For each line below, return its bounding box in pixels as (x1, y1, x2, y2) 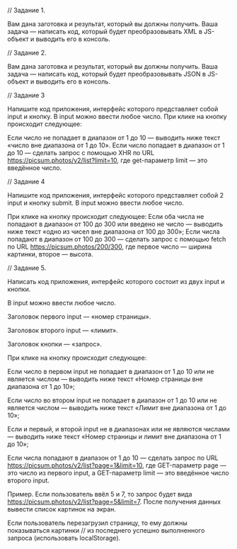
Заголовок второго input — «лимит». (7, 326, 119, 334)
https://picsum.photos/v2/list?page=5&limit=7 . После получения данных (7, 497, 221, 506)
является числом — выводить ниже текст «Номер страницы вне (7, 375, 203, 383)
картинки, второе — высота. (7, 250, 93, 258)
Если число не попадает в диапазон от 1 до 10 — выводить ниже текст (7, 134, 221, 142)
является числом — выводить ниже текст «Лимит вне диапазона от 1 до (7, 404, 226, 412)
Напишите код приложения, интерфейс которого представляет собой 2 (7, 191, 224, 199)
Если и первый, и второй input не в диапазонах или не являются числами (7, 425, 230, 433)
